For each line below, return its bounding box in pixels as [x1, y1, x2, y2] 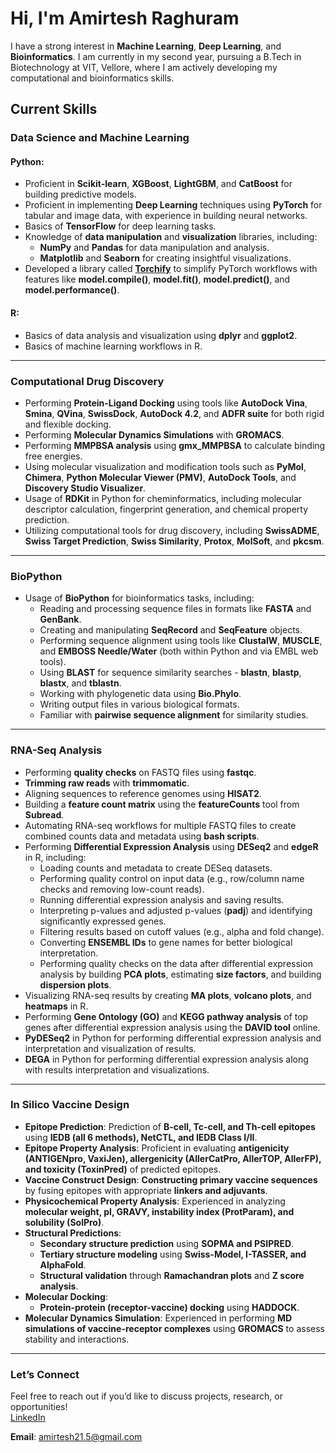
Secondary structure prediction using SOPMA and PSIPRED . [39, 1237, 295, 1249]
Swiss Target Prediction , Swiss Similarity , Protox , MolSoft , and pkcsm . [24, 535, 325, 547]
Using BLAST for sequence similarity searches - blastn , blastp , [39, 667, 302, 679]
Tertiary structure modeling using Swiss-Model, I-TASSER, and [39, 1248, 307, 1260]
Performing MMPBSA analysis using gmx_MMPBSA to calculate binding [24, 439, 326, 451]
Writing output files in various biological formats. [39, 698, 240, 711]
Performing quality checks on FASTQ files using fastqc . [24, 766, 257, 778]
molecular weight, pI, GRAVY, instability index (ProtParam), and [24, 1205, 295, 1217]
